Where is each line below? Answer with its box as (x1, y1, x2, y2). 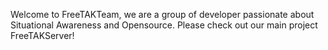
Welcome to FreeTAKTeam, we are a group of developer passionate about (10, 9, 315, 20)
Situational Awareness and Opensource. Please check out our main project (10, 19, 318, 31)
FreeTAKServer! (10, 30, 75, 41)
